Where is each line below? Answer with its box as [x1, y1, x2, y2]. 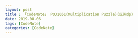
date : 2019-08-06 [5, 16, 41, 21]
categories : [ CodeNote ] [5, 26, 55, 31]
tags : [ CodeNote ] [5, 21, 41, 26]
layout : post [5, 7, 32, 12]
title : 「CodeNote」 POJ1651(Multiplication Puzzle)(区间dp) [5, 12, 134, 17]
